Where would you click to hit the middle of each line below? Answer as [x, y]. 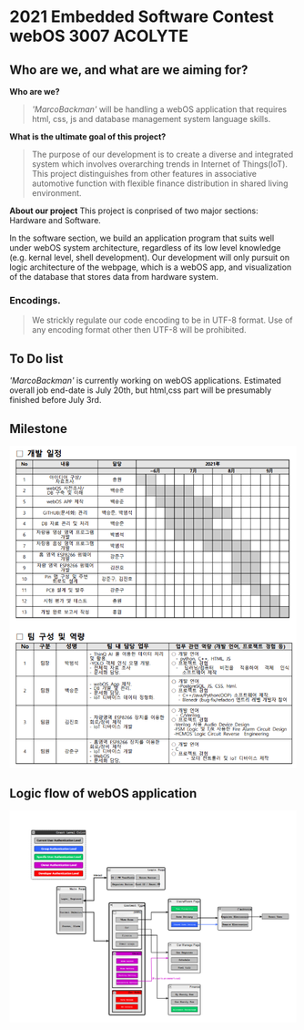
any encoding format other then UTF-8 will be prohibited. [139, 330]
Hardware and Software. [56, 220]
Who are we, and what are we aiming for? [129, 70]
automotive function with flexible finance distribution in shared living [160, 183]
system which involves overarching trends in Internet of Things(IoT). [160, 164]
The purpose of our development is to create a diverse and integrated [162, 154]
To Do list [36, 359]
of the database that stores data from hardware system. [114, 277]
